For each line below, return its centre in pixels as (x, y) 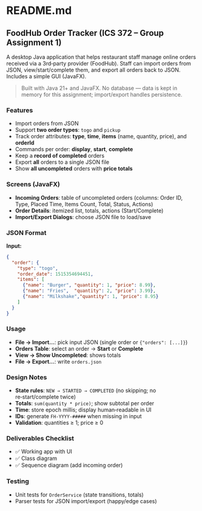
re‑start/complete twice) (45, 397)
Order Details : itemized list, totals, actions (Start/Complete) (89, 211)
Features (20, 110)
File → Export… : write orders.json (58, 361)
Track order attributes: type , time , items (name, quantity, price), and (101, 137)
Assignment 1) (34, 42)
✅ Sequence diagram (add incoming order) (69, 465)
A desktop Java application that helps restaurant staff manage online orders (101, 57)
